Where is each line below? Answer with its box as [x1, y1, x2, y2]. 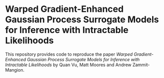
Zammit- [132, 62, 150, 68]
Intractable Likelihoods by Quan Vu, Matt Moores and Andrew [5, 62, 132, 68]
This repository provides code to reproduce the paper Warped [5, 51, 133, 57]
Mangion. [5, 67, 25, 73]
